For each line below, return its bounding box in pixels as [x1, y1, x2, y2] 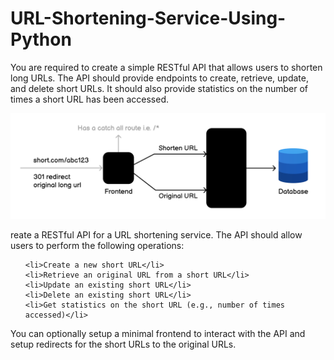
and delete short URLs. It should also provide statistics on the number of [10, 82, 309, 94]
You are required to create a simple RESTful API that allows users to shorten [10, 61, 323, 73]
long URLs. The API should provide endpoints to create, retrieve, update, [10, 72, 309, 84]
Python [10, 28, 72, 51]
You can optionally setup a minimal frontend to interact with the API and [10, 328, 306, 340]
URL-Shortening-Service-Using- [10, 7, 287, 30]
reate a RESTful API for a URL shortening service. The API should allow [10, 229, 303, 241]
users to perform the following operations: [10, 240, 185, 252]
